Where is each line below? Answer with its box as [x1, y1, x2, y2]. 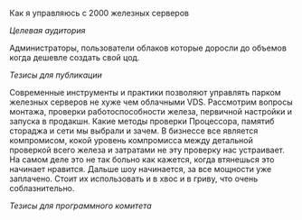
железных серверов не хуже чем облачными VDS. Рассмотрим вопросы [9, 96, 294, 107]
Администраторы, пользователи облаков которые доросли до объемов [9, 42, 288, 53]
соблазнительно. [9, 183, 75, 193]
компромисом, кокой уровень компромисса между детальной [9, 135, 253, 145]
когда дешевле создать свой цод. [9, 52, 140, 62]
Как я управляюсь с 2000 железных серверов [9, 8, 190, 18]
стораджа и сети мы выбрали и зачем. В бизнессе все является [9, 125, 259, 136]
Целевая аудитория [9, 25, 86, 35]
